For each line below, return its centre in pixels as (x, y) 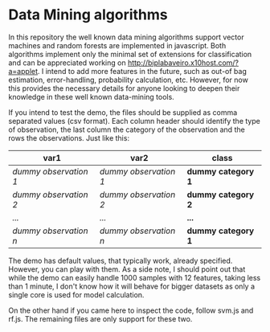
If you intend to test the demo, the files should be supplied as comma (123, 112)
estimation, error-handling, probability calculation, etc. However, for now (129, 80)
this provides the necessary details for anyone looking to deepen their (124, 88)
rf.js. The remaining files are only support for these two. (100, 318)
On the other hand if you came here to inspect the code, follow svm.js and (131, 310)
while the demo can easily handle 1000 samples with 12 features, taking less (135, 277)
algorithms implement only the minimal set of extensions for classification (130, 54)
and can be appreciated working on (67, 63)
